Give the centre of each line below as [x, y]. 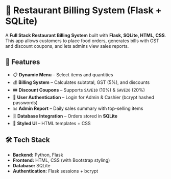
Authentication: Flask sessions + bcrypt [55, 171]
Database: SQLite [31, 165]
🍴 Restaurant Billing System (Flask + [83, 10]
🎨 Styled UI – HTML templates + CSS [52, 123]
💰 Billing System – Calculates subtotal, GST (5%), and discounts [81, 82]
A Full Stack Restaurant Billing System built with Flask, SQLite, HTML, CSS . [86, 35]
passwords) [25, 102]
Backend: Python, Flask [38, 155]
